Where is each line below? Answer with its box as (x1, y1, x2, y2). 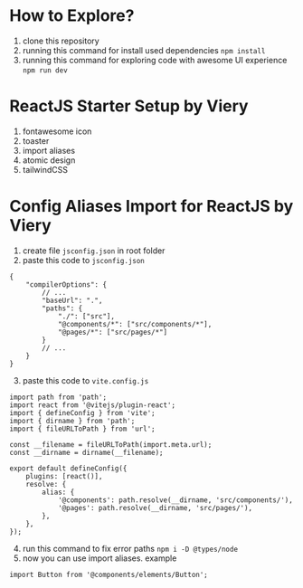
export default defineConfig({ (9, 463, 128, 473)
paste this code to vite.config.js (22, 375, 149, 385)
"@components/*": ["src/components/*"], (57, 319, 213, 328)
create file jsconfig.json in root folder (22, 245, 166, 256)
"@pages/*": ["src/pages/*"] (57, 327, 168, 337)
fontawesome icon (22, 126, 92, 137)
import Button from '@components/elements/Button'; (9, 570, 208, 579)
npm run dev (22, 65, 68, 75)
